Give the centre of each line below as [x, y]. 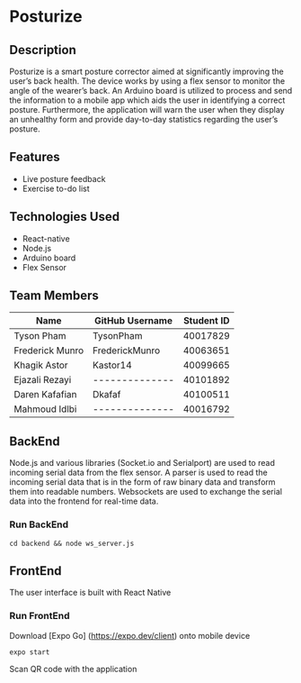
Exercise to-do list [56, 188]
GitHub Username [133, 321]
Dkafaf [107, 395]
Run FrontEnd [40, 616]
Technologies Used [64, 217]
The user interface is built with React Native [90, 593]
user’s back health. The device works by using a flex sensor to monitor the [147, 81]
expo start [30, 652]
